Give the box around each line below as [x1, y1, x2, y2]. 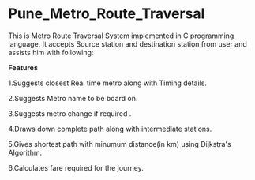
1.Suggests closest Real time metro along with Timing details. [8, 78, 208, 88]
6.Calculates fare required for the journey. [8, 163, 144, 172]
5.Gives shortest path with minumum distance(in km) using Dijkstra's [8, 139, 231, 148]
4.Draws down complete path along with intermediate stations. [8, 124, 212, 133]
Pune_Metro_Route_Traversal [8, 5, 205, 23]
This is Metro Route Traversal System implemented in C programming [8, 31, 234, 40]
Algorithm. [8, 148, 42, 157]
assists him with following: [8, 47, 94, 57]
